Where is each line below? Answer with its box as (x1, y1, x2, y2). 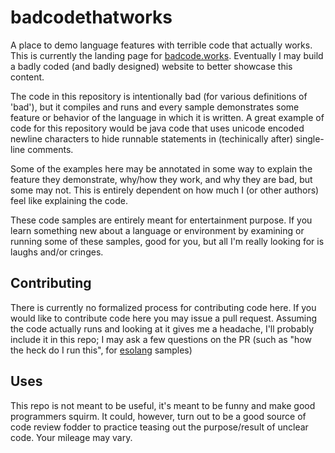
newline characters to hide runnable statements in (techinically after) (10, 132, 294, 145)
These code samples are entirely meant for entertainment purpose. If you (10, 214, 313, 226)
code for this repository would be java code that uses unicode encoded (10, 122, 305, 134)
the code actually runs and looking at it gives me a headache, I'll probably (10, 322, 315, 335)
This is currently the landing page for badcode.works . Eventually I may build (10, 49, 324, 61)
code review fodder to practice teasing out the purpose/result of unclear (10, 421, 309, 433)
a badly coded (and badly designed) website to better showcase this (10, 60, 293, 72)
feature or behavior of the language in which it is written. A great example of (10, 111, 325, 123)
